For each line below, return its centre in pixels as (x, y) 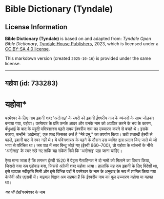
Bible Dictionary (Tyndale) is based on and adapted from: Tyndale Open (78, 38)
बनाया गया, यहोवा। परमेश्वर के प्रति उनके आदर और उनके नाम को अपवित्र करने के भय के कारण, (79, 124)
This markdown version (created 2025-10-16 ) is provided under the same (78, 58)
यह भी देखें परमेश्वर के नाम (25, 192)
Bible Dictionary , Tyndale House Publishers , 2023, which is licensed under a (82, 44)
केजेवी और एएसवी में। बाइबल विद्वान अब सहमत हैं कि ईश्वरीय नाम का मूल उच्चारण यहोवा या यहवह (79, 177)
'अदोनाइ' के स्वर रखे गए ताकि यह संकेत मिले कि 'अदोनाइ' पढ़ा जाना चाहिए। (64, 151)
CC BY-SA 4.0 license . (28, 49)
